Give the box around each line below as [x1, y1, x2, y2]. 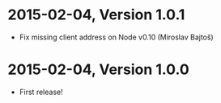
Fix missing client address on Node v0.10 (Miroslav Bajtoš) [19, 32, 214, 42]
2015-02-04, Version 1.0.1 [7, 6, 185, 24]
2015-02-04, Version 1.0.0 [7, 60, 189, 79]
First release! [19, 87, 63, 97]
